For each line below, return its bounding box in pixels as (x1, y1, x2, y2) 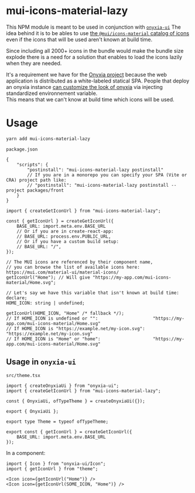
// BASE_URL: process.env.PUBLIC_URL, (16, 233, 111, 239)
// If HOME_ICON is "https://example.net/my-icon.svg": (6, 326, 145, 331)
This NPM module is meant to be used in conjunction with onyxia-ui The (6, 23, 182, 30)
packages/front (27, 187, 64, 193)
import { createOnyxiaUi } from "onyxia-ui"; (6, 382, 119, 389)
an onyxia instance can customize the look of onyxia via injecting (6, 83, 163, 90)
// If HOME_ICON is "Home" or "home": (6, 335, 101, 342)
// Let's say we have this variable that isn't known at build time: (6, 290, 180, 296)
